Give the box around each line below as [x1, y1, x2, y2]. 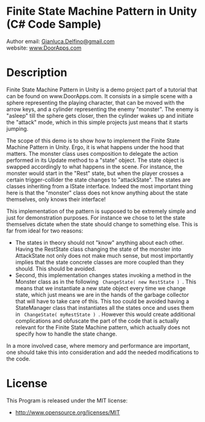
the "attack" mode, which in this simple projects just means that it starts [6, 118, 188, 126]
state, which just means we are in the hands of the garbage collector [15, 291, 189, 298]
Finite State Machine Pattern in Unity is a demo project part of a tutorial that [6, 86, 198, 93]
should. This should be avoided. [15, 265, 96, 272]
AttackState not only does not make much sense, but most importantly [15, 251, 194, 259]
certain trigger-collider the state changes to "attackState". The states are [6, 176, 191, 183]
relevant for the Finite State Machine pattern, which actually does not [15, 323, 190, 331]
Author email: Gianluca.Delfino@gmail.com [6, 37, 115, 45]
